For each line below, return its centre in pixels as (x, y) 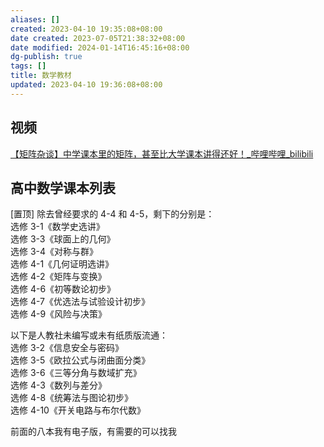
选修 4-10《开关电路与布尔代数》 (78, 410)
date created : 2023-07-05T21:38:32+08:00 (98, 38)
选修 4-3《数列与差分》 (58, 385)
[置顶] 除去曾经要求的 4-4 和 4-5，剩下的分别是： (112, 214)
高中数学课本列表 (63, 187)
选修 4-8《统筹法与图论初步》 (72, 398)
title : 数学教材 (41, 76)
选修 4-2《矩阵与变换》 (58, 277)
